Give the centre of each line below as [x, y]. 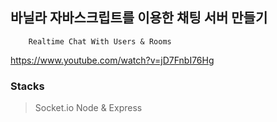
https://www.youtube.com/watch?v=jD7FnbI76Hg [112, 60]
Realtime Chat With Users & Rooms [100, 41]
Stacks [27, 86]
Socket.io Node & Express [88, 108]
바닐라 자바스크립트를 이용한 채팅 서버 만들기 [139, 18]
